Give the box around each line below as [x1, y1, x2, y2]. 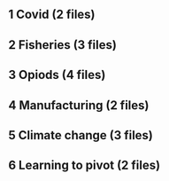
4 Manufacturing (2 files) [8, 98, 150, 113]
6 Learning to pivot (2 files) [8, 158, 161, 173]
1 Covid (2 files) [8, 7, 96, 22]
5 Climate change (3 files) [8, 128, 154, 143]
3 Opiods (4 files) [8, 67, 106, 83]
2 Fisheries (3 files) [8, 37, 117, 52]
